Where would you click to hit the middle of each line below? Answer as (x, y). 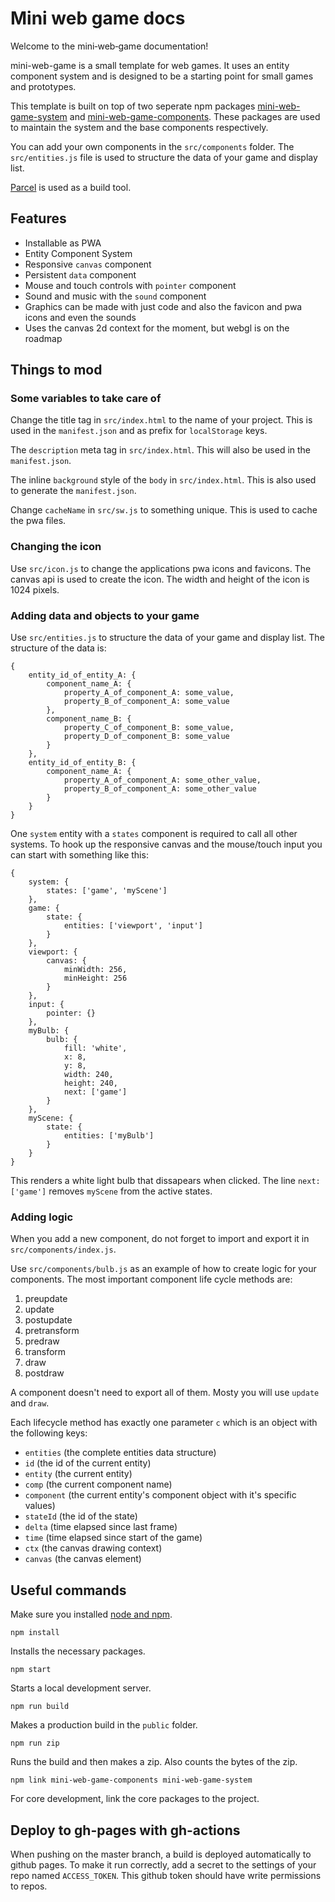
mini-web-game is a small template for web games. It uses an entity (150, 65)
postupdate (48, 1320)
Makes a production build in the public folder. (104, 1725)
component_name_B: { (89, 719)
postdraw (44, 1373)
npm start (31, 1670)
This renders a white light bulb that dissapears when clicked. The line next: (165, 1181)
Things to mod (56, 370)
